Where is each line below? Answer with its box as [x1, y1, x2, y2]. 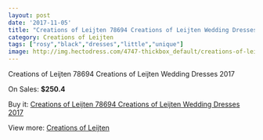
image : [8, 48, 30, 56]
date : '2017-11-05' [8, 19, 72, 27]
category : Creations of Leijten [8, 33, 113, 41]
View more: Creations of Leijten [8, 123, 110, 132]
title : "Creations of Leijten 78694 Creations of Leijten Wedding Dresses [8, 26, 258, 34]
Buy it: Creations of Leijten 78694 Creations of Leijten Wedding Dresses [8, 99, 240, 109]
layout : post [8, 11, 51, 20]
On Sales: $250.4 [8, 84, 66, 94]
